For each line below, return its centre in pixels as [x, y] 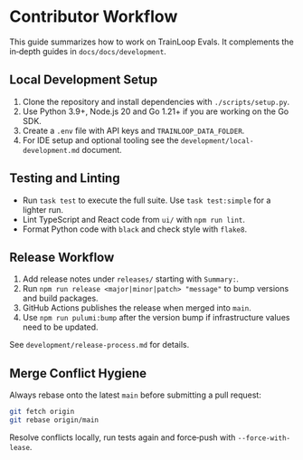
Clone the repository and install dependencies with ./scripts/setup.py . [156, 101]
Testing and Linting [65, 178]
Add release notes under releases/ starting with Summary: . [131, 279]
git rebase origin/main [54, 420]
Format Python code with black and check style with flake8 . [134, 229]
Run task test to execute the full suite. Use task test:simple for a [147, 200]
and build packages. [60, 298]
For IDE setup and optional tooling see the [100, 140]
